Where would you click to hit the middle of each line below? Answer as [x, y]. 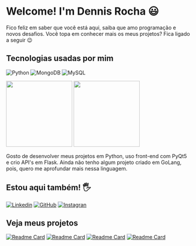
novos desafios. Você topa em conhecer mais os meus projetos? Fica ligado [98, 33]
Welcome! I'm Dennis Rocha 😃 [83, 11]
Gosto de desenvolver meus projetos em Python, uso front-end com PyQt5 [97, 156]
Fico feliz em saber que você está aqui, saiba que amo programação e [91, 28]
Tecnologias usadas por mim [60, 58]
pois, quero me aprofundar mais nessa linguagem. [67, 168]
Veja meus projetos [42, 223]
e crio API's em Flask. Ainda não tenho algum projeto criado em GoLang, [94, 162]
